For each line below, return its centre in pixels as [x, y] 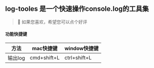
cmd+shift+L [45, 58]
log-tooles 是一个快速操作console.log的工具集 [77, 9]
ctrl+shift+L [78, 58]
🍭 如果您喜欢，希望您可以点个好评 [52, 22]
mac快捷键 [45, 49]
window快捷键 [81, 49]
